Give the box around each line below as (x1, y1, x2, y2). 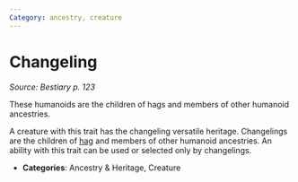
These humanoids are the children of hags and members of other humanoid (9, 99, 290, 109)
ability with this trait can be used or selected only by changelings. (9, 144, 252, 155)
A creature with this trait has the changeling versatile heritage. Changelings (9, 126, 288, 136)
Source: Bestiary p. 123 (9, 82, 96, 92)
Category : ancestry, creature (9, 13, 123, 22)
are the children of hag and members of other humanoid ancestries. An (9, 135, 272, 146)
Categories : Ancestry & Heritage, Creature (22, 162, 181, 173)
